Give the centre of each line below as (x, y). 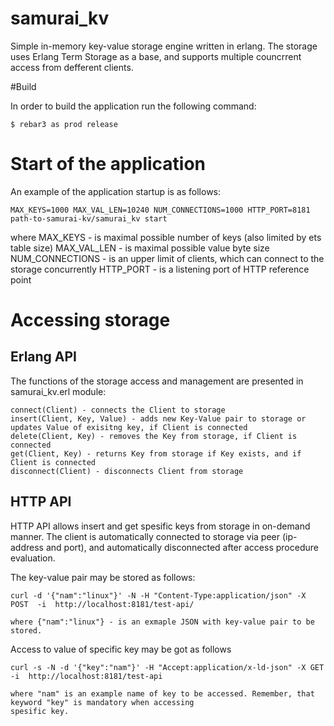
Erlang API (44, 357)
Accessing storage (90, 320)
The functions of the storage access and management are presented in (157, 381)
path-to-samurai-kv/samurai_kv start (89, 218)
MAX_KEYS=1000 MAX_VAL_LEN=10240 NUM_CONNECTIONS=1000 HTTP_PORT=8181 (160, 210)
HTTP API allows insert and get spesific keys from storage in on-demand (160, 526)
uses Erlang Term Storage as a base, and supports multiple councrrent (156, 56)
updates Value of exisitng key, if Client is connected (129, 427)
